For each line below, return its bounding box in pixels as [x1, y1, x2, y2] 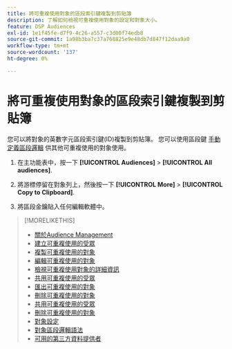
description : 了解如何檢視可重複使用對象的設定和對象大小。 [7, 17, 161, 24]
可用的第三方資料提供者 [34, 334, 101, 343]
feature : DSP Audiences [7, 23, 76, 30]
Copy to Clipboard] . [17, 188, 75, 196]
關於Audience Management [34, 230, 113, 239]
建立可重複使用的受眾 [34, 239, 95, 247]
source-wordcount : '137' [7, 49, 79, 56]
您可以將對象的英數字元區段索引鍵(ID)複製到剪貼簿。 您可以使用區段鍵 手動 [7, 134, 221, 143]
